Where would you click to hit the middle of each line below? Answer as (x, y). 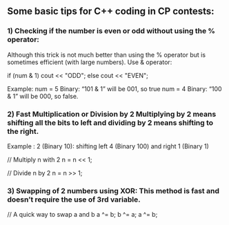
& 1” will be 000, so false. (43, 96)
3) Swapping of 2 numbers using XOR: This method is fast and (113, 190)
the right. (23, 131)
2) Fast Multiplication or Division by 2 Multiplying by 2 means (112, 114)
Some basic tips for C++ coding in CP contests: (111, 11)
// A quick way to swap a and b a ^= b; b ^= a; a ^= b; (82, 215)
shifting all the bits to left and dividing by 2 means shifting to (110, 122)
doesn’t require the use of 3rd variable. (74, 199)
